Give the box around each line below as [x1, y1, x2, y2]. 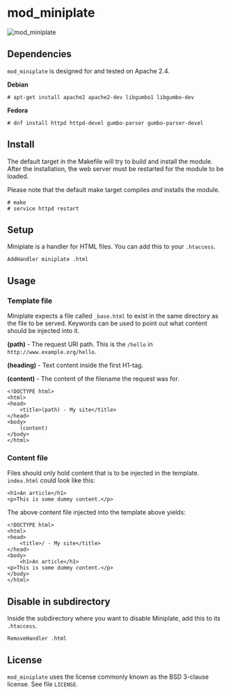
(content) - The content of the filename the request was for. [7, 375, 180, 383]
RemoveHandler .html [7, 635, 67, 642]
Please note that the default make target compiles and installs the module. [7, 185, 221, 193]
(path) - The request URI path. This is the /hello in [7, 340, 153, 348]
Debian [7, 80, 29, 89]
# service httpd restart [7, 205, 79, 212]
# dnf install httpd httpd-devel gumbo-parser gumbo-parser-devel [7, 119, 204, 126]
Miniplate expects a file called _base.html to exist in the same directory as [7, 312, 219, 320]
